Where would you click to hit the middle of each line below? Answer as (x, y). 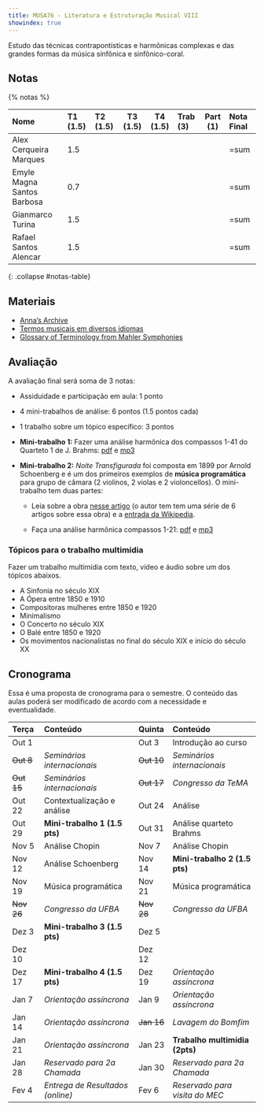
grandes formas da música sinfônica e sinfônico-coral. (97, 54)
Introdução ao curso (210, 743)
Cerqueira (31, 150)
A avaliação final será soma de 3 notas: (72, 381)
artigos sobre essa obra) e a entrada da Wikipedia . (113, 514)
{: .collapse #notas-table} (49, 277)
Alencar (26, 257)
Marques (29, 160)
